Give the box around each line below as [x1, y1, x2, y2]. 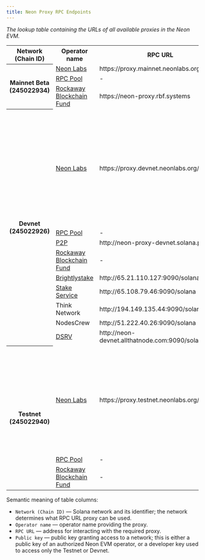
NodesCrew [56, 319, 90, 327]
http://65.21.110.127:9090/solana [99, 274, 200, 282]
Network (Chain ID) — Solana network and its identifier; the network [15, 508, 188, 515]
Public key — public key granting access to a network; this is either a [15, 534, 190, 541]
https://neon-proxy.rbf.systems [99, 92, 191, 101]
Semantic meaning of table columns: [6, 496, 99, 504]
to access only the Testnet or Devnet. [15, 547, 110, 555]
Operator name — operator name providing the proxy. [15, 521, 148, 528]
